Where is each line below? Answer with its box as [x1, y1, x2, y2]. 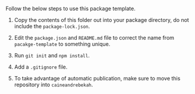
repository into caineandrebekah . [14, 81, 93, 88]
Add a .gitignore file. [14, 63, 68, 70]
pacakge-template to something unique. [14, 41, 111, 47]
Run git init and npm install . [14, 52, 90, 59]
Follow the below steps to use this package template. [5, 5, 136, 12]
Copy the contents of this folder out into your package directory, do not [14, 17, 190, 23]
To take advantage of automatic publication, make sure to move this [14, 75, 181, 82]
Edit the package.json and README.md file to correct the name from [14, 34, 175, 41]
